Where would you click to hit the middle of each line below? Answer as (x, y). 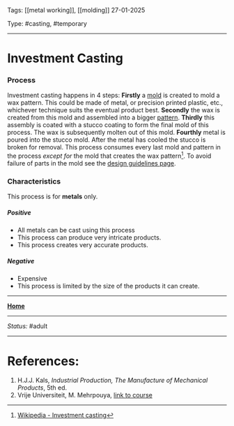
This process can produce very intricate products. (89, 237)
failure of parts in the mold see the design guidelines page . (92, 163)
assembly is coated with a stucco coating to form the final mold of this (108, 125)
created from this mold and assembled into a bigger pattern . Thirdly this (111, 117)
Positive (19, 213)
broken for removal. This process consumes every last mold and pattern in (114, 147)
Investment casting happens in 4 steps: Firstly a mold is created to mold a (114, 95)
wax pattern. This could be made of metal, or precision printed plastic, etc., (115, 103)
